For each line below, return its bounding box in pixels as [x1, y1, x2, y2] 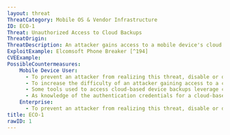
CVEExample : [7, 55, 41, 61]
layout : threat [7, 10, 51, 17]
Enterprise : [19, 99, 53, 106]
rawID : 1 [7, 117, 32, 125]
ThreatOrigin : [7, 35, 48, 42]
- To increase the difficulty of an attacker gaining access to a [25, 80, 219, 87]
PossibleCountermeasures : [7, 61, 81, 67]
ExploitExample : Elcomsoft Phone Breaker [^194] [7, 48, 149, 55]
